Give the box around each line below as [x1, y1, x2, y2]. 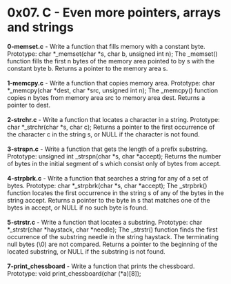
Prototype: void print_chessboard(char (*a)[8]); [7, 269, 141, 277]
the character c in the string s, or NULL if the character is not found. [7, 130, 200, 139]
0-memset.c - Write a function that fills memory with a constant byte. [7, 42, 205, 50]
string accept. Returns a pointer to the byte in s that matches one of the [7, 196, 210, 204]
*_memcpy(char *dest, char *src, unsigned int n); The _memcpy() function [7, 86, 219, 94]
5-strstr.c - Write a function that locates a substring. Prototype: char [7, 218, 203, 226]
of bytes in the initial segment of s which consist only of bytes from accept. [7, 159, 221, 168]
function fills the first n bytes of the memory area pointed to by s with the [7, 57, 215, 65]
